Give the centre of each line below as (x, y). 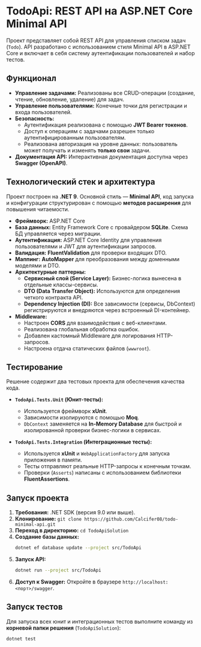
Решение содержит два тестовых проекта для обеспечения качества (95, 382)
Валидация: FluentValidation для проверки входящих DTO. (91, 253)
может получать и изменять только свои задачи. (87, 150)
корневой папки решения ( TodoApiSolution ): (64, 628)
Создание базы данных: (47, 537)
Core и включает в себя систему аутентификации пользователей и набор (100, 53)
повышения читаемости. (38, 209)
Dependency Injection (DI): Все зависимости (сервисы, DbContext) (109, 304)
